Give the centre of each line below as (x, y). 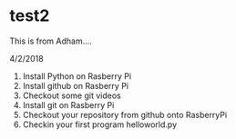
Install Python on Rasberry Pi (77, 76)
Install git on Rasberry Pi (68, 104)
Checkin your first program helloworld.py (100, 124)
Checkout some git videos (72, 95)
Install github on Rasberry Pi (76, 85)
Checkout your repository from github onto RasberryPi (125, 114)
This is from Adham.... (51, 41)
